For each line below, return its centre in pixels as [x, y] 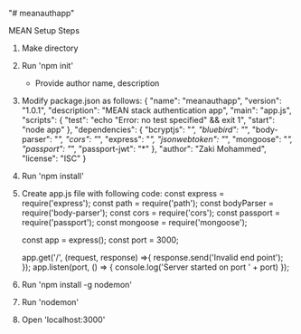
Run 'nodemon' [50, 302]
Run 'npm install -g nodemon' [77, 285]
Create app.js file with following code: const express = [123, 193]
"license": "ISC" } [54, 158]
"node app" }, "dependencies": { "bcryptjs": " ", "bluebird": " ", [136, 129]
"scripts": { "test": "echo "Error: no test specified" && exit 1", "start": [148, 120]
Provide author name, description [97, 83]
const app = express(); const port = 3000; [100, 240]
